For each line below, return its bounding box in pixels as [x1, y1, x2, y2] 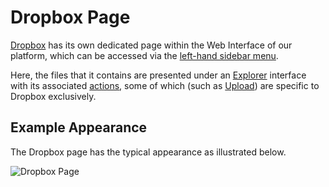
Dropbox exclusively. [10, 90, 97, 102]
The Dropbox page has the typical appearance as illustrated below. [10, 146, 287, 158]
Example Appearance [10, 119, 148, 136]
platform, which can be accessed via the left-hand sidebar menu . [10, 49, 279, 61]
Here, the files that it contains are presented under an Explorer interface [10, 69, 307, 81]
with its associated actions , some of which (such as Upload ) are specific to [10, 79, 320, 91]
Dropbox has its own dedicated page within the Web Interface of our [10, 39, 293, 51]
